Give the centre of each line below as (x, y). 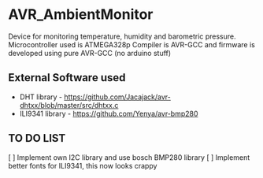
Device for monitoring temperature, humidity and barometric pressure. (122, 36)
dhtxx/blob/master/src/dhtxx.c (69, 105)
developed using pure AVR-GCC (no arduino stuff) (90, 53)
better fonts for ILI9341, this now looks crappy (83, 165)
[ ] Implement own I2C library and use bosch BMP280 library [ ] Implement (129, 157)
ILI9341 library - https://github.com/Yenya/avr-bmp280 (109, 113)
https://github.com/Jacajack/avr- (118, 97)
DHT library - (41, 97)
